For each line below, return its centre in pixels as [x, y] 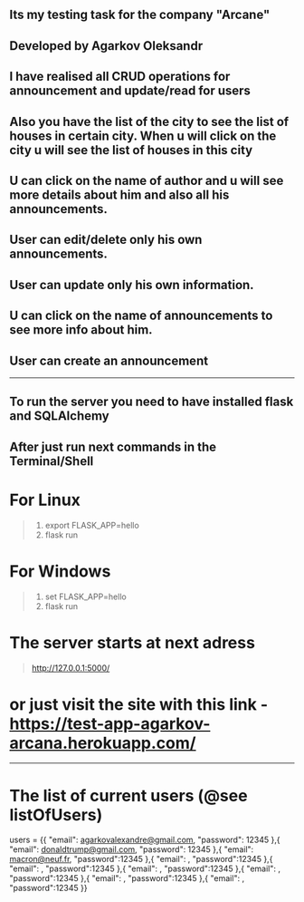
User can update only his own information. [132, 285]
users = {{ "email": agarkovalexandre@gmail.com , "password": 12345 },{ [145, 840]
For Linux [45, 500]
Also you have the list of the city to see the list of [149, 121]
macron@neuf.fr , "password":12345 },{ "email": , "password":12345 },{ [141, 859]
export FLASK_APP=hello [92, 525]
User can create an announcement [109, 360]
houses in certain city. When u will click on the [143, 136]
